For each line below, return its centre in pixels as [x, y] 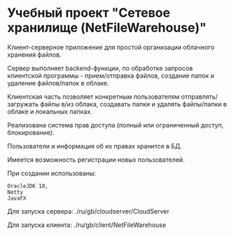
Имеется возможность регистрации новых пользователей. [96, 160]
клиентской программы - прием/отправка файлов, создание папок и [111, 76]
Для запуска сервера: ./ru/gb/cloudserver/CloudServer [88, 211]
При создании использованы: [52, 173]
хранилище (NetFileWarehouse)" [107, 28]
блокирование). [31, 132]
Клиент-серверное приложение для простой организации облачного [111, 47]
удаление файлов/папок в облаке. [58, 83]
